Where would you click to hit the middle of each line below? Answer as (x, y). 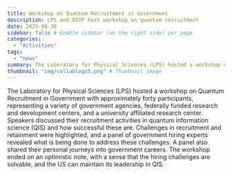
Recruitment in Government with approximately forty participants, (100, 98)
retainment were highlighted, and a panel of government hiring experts (108, 134)
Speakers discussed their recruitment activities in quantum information (108, 120)
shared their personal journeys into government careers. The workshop (109, 150)
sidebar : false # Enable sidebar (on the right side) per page (100, 33)
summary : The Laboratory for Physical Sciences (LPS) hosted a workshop (114, 65)
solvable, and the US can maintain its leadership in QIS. (86, 164)
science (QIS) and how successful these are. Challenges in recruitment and (115, 127)
